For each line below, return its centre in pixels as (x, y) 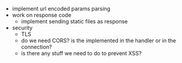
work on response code (41, 15)
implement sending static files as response (74, 21)
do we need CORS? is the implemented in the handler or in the (99, 40)
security (22, 28)
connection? (37, 47)
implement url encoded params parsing (61, 9)
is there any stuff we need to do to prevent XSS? (81, 53)
